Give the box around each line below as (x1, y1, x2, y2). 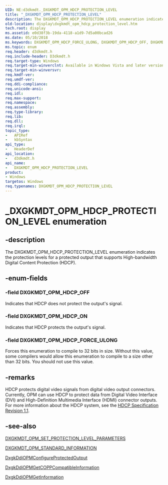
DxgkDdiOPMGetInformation (5, 474, 64, 480)
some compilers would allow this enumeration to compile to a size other (5, 353, 153, 360)
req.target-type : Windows (5, 58, 59, 63)
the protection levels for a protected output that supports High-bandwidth (5, 254, 157, 260)
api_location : (5, 151, 35, 156)
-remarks (5, 373, 35, 382)
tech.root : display (5, 26, 46, 31)
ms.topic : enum (5, 44, 37, 49)
